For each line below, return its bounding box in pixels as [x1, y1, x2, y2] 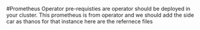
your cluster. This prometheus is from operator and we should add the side [6, 11, 195, 19]
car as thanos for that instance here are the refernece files [6, 18, 153, 25]
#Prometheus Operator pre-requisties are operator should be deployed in [6, 5, 191, 12]
